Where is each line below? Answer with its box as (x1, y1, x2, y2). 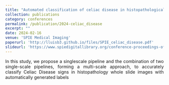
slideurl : (5, 44, 26, 49)
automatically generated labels (5, 74, 69, 80)
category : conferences (5, 16, 53, 21)
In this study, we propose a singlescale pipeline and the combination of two (5, 58, 164, 64)
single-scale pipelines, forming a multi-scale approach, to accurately (5, 63, 164, 69)
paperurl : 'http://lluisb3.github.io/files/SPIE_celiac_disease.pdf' (5, 40, 154, 45)
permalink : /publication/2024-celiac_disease (5, 21, 102, 26)
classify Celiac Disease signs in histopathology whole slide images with (5, 68, 164, 75)
